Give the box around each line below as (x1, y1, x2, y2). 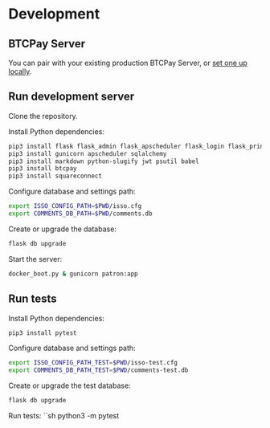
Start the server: (8, 254, 63, 263)
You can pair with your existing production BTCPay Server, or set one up (8, 58, 247, 67)
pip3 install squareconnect (8, 172, 103, 181)
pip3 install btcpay (8, 165, 78, 173)
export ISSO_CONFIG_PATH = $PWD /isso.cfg (8, 202, 142, 210)
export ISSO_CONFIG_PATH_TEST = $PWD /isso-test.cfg (8, 359, 178, 367)
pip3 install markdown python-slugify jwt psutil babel (8, 157, 199, 165)
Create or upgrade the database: (8, 224, 117, 234)
